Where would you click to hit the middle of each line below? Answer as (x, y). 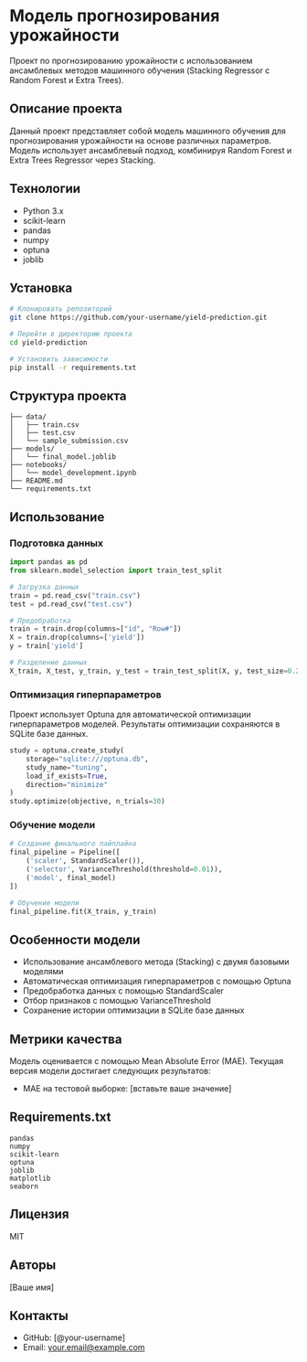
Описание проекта (66, 109)
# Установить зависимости (58, 359)
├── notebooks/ (38, 465)
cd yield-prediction (49, 343)
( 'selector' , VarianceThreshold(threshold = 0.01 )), (124, 869)
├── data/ (28, 417)
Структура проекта (68, 396)
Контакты (39, 1316)
